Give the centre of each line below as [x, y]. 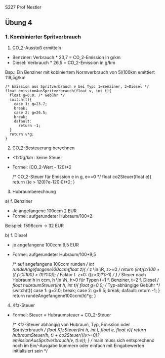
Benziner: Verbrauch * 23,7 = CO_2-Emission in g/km [66, 57]
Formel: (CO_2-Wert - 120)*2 [42, 167]
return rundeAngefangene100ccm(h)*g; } [54, 296]
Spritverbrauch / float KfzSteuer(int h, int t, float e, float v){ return [79, 330]
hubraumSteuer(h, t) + [35, 335]
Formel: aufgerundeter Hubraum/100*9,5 [54, 254]
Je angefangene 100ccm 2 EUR [44, 211]
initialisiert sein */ [30, 351]
